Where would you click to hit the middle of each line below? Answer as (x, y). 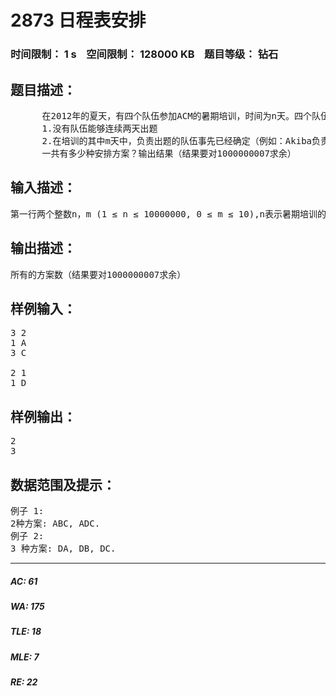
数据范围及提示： (63, 484)
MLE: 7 (25, 657)
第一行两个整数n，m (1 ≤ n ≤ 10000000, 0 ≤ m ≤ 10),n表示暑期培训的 (168, 214)
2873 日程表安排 (78, 20)
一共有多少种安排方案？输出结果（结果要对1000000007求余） (169, 153)
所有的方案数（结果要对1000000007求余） (98, 274)
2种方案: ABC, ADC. (55, 523)
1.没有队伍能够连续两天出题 (99, 128)
